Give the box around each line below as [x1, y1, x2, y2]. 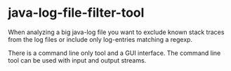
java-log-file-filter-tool [8, 5, 145, 21]
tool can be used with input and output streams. [8, 56, 147, 64]
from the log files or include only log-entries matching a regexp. [8, 35, 192, 43]
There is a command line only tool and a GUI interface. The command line [8, 49, 221, 57]
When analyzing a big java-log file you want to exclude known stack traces [8, 28, 225, 36]
